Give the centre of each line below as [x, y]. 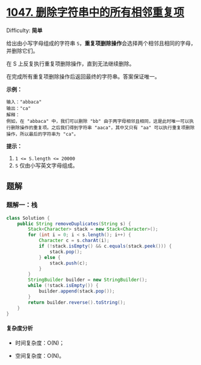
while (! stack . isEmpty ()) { [63, 286]
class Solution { [28, 218]
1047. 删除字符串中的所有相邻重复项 [95, 12]
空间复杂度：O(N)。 [40, 355]
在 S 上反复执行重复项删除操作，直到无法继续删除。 [71, 64]
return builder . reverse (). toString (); [77, 302]
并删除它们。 [22, 51]
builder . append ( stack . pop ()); [77, 291]
